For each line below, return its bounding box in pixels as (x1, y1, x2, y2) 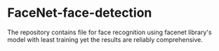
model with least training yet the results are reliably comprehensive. (7, 35, 204, 43)
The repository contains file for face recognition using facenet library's (7, 28, 212, 36)
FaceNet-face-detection (7, 5, 152, 21)
